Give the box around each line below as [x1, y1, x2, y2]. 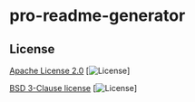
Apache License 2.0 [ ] [9, 65, 131, 76]
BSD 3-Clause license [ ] [9, 83, 138, 93]
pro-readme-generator [9, 5, 186, 26]
